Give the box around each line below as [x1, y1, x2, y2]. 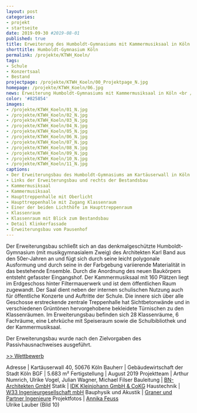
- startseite [6, 25, 38, 31]
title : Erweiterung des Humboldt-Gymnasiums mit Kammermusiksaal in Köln [6, 42, 191, 47]
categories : [6, 14, 35, 20]
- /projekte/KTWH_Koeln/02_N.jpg [6, 112, 88, 118]
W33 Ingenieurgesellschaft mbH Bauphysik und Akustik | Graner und [6, 388, 172, 395]
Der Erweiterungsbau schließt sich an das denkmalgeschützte [6, 243, 156, 250]
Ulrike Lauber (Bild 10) [6, 401, 60, 408]
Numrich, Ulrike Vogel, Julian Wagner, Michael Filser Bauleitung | [6, 376, 163, 383]
